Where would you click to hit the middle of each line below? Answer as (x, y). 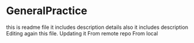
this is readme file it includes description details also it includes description (97, 27)
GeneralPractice (47, 11)
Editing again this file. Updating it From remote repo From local (82, 33)
